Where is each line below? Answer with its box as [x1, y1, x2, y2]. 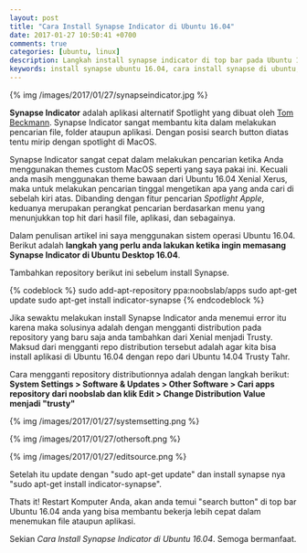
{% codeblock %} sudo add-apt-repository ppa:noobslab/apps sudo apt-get [9, 284, 298, 295]
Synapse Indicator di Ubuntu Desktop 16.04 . [9, 249, 181, 261]
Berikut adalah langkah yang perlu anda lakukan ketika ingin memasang [9, 239, 286, 250]
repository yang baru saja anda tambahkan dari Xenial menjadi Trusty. [9, 331, 273, 343]
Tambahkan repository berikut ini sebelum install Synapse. [9, 267, 230, 278]
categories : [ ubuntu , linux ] [9, 48, 121, 57]
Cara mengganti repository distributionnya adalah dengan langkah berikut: [9, 368, 290, 379]
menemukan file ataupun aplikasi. [9, 516, 136, 526]
